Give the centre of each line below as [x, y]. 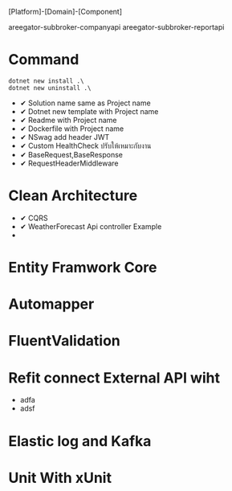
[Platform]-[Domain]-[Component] [65, 12]
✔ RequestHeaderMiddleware [69, 163]
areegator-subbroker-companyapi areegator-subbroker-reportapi [116, 27]
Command [44, 60]
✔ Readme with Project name [69, 120]
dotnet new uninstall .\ [50, 88]
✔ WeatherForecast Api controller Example [91, 226]
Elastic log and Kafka [80, 441]
